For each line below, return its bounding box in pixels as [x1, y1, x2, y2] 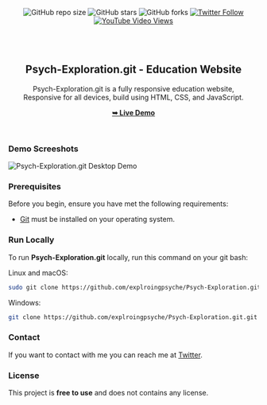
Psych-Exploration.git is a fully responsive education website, [33, 84, 234, 93]
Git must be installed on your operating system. [19, 215, 175, 224]
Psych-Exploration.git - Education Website [25, 63, 242, 76]
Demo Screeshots [8, 143, 79, 154]
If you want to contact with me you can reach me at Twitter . [8, 350, 203, 360]
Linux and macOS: [8, 267, 68, 278]
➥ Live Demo [111, 107, 156, 117]
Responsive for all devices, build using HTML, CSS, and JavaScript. [23, 92, 244, 102]
